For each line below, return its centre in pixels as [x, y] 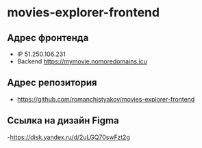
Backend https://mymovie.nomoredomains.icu [82, 61]
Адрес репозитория [52, 83]
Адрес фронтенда [48, 38]
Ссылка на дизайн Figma [63, 121]
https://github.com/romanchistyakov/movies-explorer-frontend [106, 99]
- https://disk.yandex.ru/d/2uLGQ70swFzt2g [68, 137]
